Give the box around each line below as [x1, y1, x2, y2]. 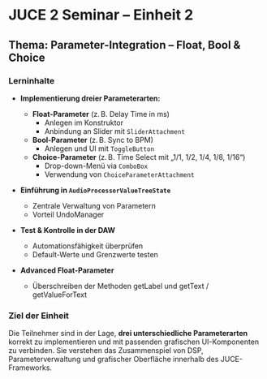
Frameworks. [8, 363, 53, 373]
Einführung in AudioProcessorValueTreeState [19, 185, 171, 195]
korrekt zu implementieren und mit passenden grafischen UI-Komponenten [8, 337, 260, 347]
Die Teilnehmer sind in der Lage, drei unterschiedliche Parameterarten [8, 329, 248, 338]
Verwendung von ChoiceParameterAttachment [44, 169, 195, 179]
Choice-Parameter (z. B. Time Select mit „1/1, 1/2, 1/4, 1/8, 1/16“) [32, 152, 246, 162]
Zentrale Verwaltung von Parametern [32, 200, 157, 210]
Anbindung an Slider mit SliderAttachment [44, 126, 185, 136]
